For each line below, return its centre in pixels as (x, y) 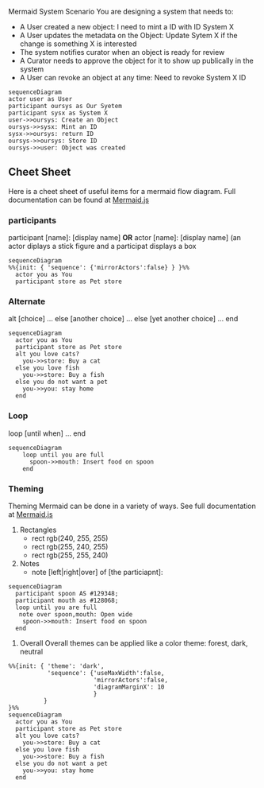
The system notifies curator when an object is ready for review (122, 52)
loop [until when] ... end (47, 433)
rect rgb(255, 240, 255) (70, 547)
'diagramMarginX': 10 (129, 687)
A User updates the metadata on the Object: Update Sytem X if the (128, 35)
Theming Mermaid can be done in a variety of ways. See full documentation (132, 506)
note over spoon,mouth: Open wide (76, 615)
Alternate (27, 301)
